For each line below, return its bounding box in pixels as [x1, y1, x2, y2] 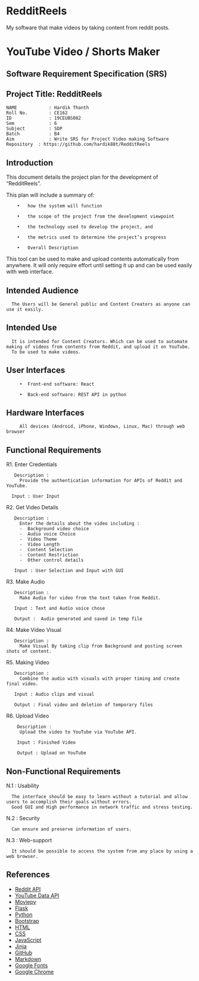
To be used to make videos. [11, 349, 82, 355]
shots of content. [6, 649, 52, 655]
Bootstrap [14, 917, 39, 924]
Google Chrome [14, 968, 54, 975]
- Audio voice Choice [19, 531, 76, 537]
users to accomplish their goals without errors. [6, 799, 132, 805]
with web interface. [6, 268, 54, 276]
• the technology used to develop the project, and [17, 224, 153, 230]
